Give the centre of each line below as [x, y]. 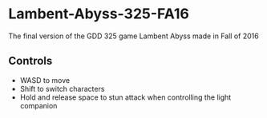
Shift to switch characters [62, 88]
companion [38, 105]
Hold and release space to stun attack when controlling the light [125, 97]
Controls [30, 61]
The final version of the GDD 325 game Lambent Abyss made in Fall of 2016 [133, 36]
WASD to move [45, 80]
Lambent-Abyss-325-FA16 [99, 14]
